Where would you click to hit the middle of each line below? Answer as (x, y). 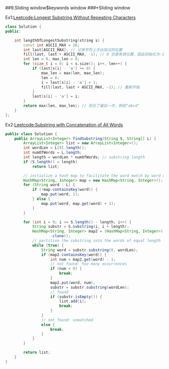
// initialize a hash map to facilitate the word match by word (92, 176)
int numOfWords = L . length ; (53, 153)
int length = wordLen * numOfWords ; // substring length (84, 157)
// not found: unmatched (67, 320)
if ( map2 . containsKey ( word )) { (74, 255)
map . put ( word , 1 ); (60, 194)
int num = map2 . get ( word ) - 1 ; (83, 259)
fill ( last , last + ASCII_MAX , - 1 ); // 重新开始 (90, 87)
